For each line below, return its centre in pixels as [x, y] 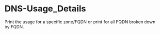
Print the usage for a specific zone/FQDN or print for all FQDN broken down [80, 22]
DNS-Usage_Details [45, 9]
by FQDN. [14, 26]
